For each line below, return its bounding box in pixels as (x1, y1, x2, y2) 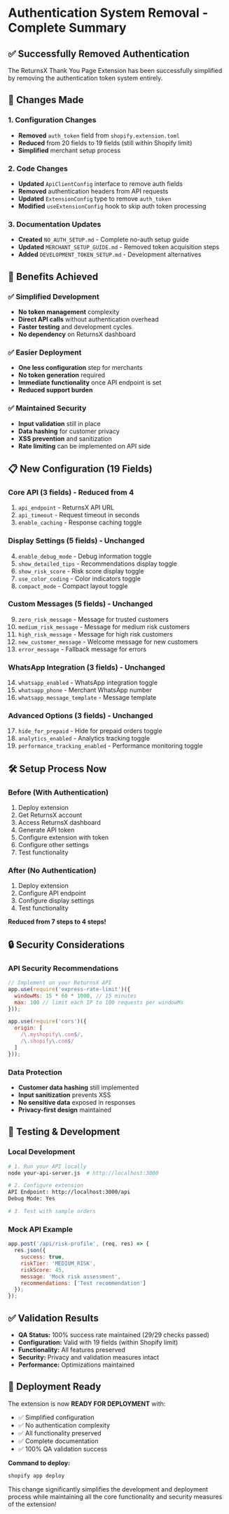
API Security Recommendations (8, 963, 119, 973)
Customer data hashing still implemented (18, 1083, 139, 1092)
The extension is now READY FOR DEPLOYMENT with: (8, 1399, 166, 1408)
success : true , (20, 1254, 65, 1261)
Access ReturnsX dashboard (18, 818, 101, 827)
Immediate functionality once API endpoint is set (18, 378, 162, 387)
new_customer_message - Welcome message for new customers (18, 637, 198, 646)
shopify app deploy (8, 1472, 65, 1479)
